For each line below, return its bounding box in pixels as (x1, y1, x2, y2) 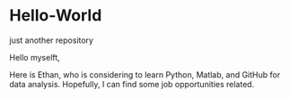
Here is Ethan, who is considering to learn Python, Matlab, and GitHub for (9, 69, 281, 80)
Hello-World (9, 5, 102, 26)
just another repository (9, 35, 94, 45)
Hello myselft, (9, 52, 60, 62)
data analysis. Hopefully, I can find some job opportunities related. (9, 78, 255, 89)
